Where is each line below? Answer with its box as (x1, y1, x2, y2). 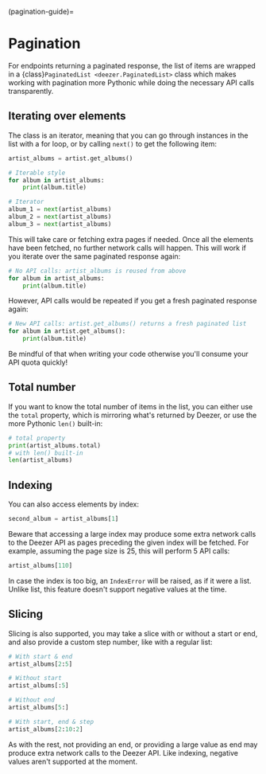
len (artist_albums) (8, 456, 73, 464)
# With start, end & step (8, 717, 94, 725)
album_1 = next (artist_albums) (8, 205, 112, 213)
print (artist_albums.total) (8, 441, 102, 449)
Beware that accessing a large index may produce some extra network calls (8, 530, 256, 538)
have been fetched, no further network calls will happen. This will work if (8, 243, 247, 252)
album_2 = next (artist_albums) (8, 213, 112, 221)
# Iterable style (8, 169, 66, 177)
